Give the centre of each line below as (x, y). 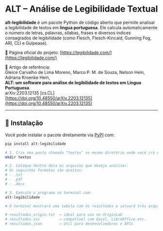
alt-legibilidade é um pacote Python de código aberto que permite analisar (80, 22)
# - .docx (15, 184)
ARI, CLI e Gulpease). (26, 43)
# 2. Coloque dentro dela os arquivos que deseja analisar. (67, 166)
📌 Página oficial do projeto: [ (33, 53)
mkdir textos (18, 157)
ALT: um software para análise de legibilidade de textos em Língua (73, 82)
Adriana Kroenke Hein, (27, 77)
